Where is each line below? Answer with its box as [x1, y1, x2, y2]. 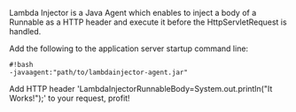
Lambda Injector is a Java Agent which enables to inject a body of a [9, 8, 257, 18]
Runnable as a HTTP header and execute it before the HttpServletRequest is [9, 17, 287, 27]
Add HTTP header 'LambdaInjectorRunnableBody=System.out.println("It [9, 84, 273, 93]
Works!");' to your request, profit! [9, 93, 130, 103]
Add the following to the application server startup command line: [9, 43, 249, 54]
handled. [9, 26, 42, 36]
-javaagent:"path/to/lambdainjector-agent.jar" [9, 68, 189, 77]
